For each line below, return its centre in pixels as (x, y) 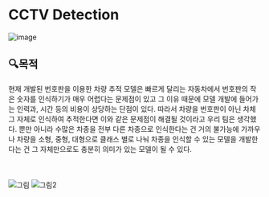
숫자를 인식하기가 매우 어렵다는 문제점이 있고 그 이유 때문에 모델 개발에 (127, 99)
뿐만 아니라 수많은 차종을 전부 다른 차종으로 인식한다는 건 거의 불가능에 (129, 129)
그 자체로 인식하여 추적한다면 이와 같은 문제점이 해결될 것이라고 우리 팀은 (122, 119)
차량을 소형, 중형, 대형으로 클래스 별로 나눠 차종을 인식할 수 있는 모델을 (126, 139)
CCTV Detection (64, 15)
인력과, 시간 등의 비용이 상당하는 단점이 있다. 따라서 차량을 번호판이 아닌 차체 (137, 109)
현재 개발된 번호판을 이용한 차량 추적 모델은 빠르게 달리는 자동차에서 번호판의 (128, 88)
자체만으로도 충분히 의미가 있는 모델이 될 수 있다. (116, 149)
